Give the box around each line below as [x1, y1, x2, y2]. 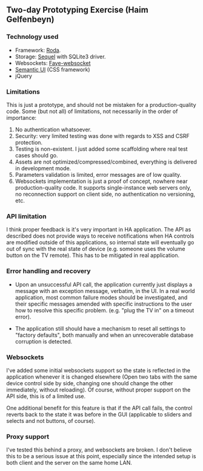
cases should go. [15, 151, 58, 159]
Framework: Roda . [15, 46, 61, 53]
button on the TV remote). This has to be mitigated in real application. [6, 252, 180, 259]
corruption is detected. [15, 337, 73, 345]
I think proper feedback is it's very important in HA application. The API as [6, 226, 191, 233]
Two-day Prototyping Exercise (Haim [6, 5, 148, 15]
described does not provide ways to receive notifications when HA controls [6, 232, 195, 239]
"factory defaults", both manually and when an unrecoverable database [15, 331, 194, 339]
